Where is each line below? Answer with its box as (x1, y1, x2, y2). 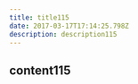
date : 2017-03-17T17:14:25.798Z (9, 21, 129, 30)
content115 (9, 63, 71, 78)
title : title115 (9, 13, 69, 22)
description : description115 (9, 29, 118, 38)
